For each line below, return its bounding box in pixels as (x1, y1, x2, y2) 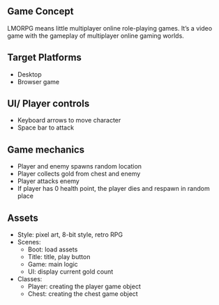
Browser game (17, 77, 60, 86)
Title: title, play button (27, 253, 91, 261)
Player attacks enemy (17, 177, 80, 185)
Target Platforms (7, 52, 82, 63)
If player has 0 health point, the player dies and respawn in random (17, 185, 211, 193)
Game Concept (7, 6, 74, 17)
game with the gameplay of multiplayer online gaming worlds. (7, 31, 185, 40)
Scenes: (17, 238, 41, 247)
